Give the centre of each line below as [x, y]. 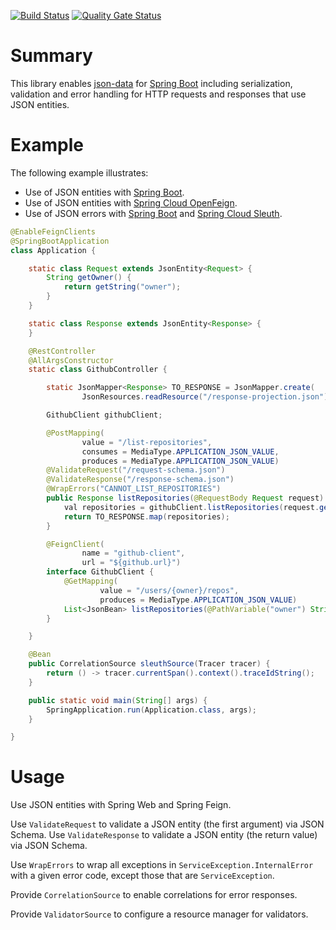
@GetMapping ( [90, 581]
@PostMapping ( [75, 433]
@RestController [62, 351]
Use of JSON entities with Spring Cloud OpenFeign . [131, 202]
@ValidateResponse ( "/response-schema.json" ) [140, 480]
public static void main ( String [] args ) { [118, 700]
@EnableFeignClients [53, 231]
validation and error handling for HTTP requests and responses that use [158, 94]
